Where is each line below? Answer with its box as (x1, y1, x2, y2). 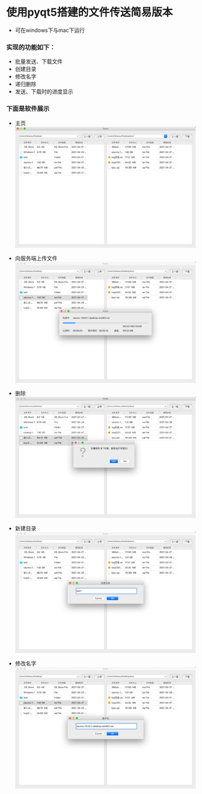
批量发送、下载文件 (14, 58, 63, 65)
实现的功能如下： (6, 43, 56, 51)
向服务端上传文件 (14, 254, 58, 262)
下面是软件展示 (6, 105, 50, 113)
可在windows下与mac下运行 (14, 26, 85, 34)
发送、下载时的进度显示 (14, 88, 73, 95)
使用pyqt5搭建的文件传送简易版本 (6, 5, 173, 19)
